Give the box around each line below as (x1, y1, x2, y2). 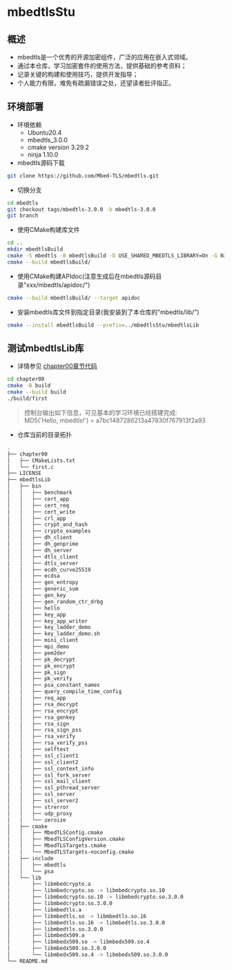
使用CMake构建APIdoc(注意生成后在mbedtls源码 (17, 272, 156, 280)
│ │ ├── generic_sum (7, 585, 79, 592)
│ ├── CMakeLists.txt (7, 457, 76, 464)
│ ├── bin (7, 483, 41, 490)
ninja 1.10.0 (27, 150, 59, 159)
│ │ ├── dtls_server (7, 560, 79, 567)
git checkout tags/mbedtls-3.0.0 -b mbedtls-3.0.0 (7, 206, 156, 213)
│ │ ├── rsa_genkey (7, 714, 76, 721)
